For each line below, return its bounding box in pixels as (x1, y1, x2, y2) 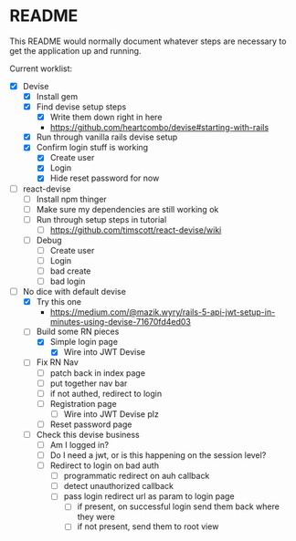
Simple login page (49, 337, 119, 348)
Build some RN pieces (36, 326, 120, 338)
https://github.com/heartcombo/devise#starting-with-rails (49, 122, 270, 133)
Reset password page (49, 419, 132, 430)
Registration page (49, 398, 117, 409)
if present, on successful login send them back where (77, 501, 280, 512)
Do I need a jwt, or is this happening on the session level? (49, 450, 267, 461)
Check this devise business (36, 429, 140, 440)
